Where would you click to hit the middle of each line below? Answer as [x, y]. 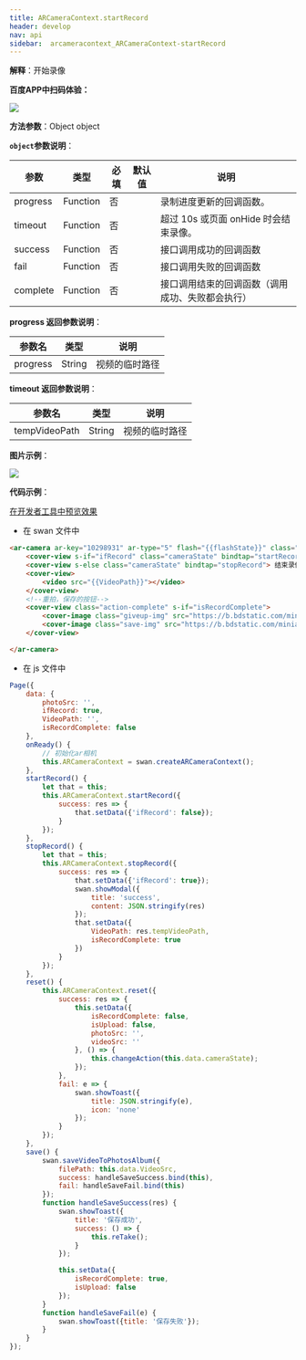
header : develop [40, 26]
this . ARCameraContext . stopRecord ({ [110, 863]
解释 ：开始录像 [37, 70]
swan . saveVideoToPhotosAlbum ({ [102, 1160]
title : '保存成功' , [108, 1219]
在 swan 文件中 [51, 531]
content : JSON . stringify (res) [148, 906]
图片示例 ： [30, 455]
